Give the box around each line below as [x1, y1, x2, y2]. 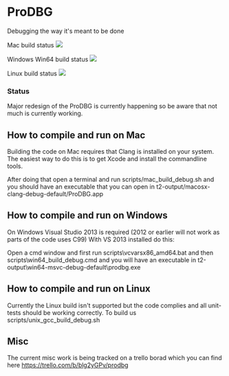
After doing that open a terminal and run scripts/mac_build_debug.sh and [7, 176, 215, 184]
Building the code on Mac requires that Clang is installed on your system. [7, 148, 215, 156]
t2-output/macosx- [155, 183, 210, 191]
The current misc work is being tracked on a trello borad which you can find [7, 354, 222, 362]
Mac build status [7, 40, 54, 49]
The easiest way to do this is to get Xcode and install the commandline [7, 155, 208, 163]
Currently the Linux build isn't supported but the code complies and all [7, 301, 207, 309]
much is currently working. [7, 109, 83, 117]
